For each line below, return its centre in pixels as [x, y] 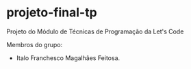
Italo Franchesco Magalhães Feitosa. [68, 58]
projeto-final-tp [52, 13]
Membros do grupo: [35, 44]
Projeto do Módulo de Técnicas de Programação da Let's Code [95, 31]
